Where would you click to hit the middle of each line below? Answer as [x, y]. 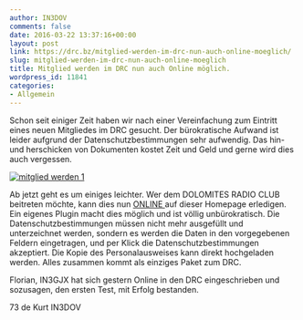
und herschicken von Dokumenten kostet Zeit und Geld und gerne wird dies [152, 149]
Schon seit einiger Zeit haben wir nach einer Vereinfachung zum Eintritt [144, 120]
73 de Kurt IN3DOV [46, 307]
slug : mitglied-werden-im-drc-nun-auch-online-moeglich [118, 60]
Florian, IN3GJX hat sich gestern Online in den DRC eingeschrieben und [145, 280]
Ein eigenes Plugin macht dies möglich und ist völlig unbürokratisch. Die [145, 213]
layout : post [34, 43]
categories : [32, 86]
